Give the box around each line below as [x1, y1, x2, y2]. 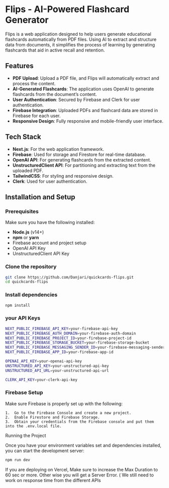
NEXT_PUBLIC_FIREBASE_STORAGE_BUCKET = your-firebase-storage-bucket [5, 340, 150, 345]
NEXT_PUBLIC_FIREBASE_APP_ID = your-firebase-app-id [5, 350, 114, 355]
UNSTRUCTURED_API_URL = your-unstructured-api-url [5, 368, 109, 373]
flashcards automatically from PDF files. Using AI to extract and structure [5, 36, 157, 42]
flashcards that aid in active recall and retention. [5, 47, 105, 53]
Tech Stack [5, 133, 41, 141]
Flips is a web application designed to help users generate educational [5, 31, 152, 37]
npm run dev [5, 457, 30, 462]
